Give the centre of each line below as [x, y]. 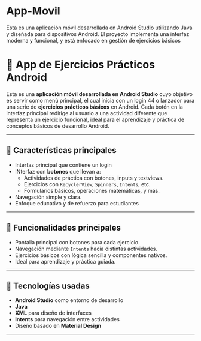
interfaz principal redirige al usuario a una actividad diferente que [87, 113]
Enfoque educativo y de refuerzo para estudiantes [77, 203]
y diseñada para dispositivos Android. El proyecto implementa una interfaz [98, 34]
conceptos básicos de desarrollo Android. [58, 126]
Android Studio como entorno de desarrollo [69, 300]
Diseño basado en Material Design [58, 326]
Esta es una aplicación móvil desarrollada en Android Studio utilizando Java [99, 28]
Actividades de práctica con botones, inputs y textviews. [94, 178]
